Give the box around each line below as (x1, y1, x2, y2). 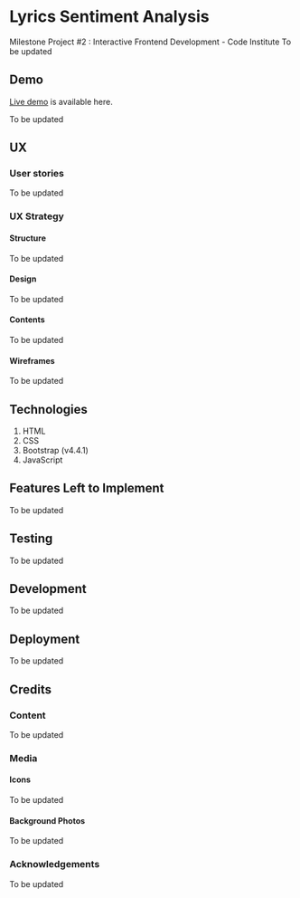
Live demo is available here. (9, 96, 113, 107)
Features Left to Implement (9, 481, 164, 496)
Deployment (9, 631, 80, 646)
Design (9, 273, 37, 284)
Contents (9, 314, 45, 325)
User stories (9, 167, 65, 180)
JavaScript (22, 454, 63, 465)
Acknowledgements (9, 858, 100, 871)
